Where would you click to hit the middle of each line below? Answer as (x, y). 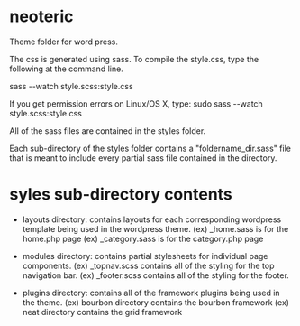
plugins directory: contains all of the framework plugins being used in (151, 293)
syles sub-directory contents (121, 195)
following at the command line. (66, 69)
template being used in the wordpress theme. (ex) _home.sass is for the (155, 228)
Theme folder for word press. (64, 42)
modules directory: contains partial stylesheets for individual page (145, 256)
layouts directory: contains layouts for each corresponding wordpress (152, 219)
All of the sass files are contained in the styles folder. (108, 130)
